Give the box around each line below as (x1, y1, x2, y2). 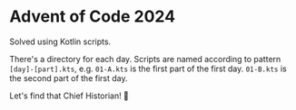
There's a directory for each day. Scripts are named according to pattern (9, 53, 281, 64)
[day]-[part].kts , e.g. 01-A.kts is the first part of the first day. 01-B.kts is (9, 63, 288, 74)
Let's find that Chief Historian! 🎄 (9, 90, 130, 101)
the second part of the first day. (9, 72, 128, 83)
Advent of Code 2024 (9, 6, 175, 27)
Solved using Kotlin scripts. (9, 36, 112, 47)
